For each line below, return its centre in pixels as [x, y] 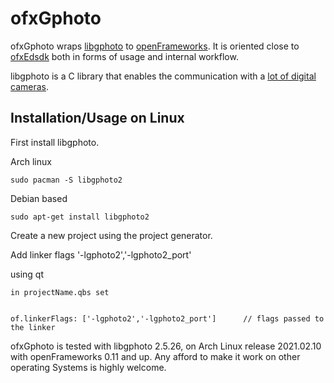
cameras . [29, 86]
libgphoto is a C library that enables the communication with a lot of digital [163, 76]
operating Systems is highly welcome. [88, 367]
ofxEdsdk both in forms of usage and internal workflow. [124, 56]
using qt [27, 274]
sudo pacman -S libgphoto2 [66, 180]
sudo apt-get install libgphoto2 [80, 217]
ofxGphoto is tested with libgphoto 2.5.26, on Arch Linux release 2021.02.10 [166, 346]
